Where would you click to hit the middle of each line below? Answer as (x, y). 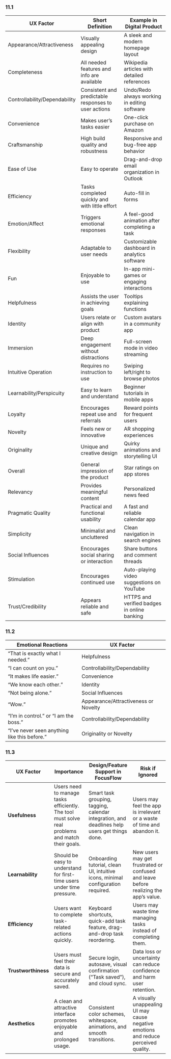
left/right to (137, 372)
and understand (99, 396)
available (91, 82)
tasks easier (95, 127)
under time (67, 887)
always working (142, 96)
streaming (136, 354)
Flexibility (19, 251)
